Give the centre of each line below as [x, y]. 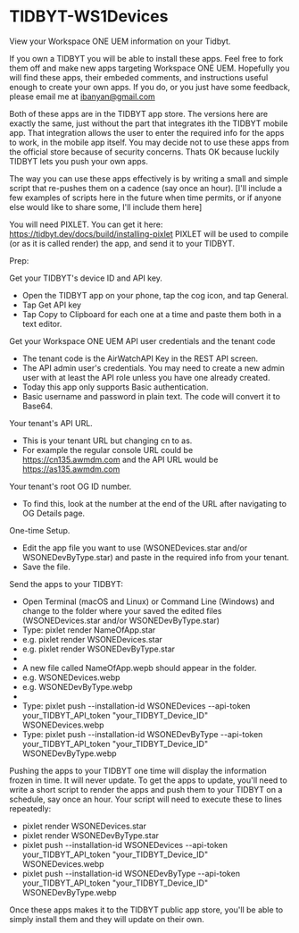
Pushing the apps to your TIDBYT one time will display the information [138, 770]
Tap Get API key [52, 305]
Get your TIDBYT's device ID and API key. [86, 278]
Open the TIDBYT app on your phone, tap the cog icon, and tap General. [155, 295]
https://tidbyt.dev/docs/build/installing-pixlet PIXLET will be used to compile [149, 233]
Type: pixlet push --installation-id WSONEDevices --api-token [136, 706]
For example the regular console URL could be [108, 450]
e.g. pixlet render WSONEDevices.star [92, 639]
